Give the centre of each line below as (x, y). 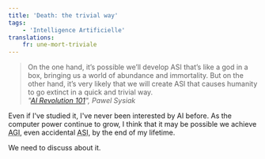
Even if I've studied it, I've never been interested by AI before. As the (120, 116)
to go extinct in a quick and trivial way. (90, 92)
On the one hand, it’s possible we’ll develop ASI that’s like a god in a (138, 67)
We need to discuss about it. (55, 148)
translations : (32, 37)
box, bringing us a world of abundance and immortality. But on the (135, 76)
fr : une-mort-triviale (60, 45)
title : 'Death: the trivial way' (63, 15)
